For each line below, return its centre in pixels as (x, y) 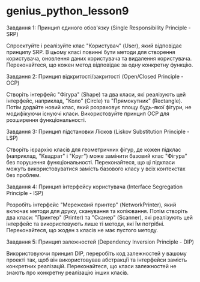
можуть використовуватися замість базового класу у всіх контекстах (96, 169)
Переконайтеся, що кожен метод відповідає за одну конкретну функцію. (100, 65)
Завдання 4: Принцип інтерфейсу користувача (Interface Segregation (95, 187)
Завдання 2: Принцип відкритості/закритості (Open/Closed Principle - (95, 76)
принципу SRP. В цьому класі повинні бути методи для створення (91, 52)
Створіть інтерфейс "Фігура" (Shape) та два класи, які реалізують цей (96, 94)
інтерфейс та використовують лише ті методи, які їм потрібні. (86, 224)
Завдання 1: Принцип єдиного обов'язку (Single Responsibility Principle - (98, 28)
